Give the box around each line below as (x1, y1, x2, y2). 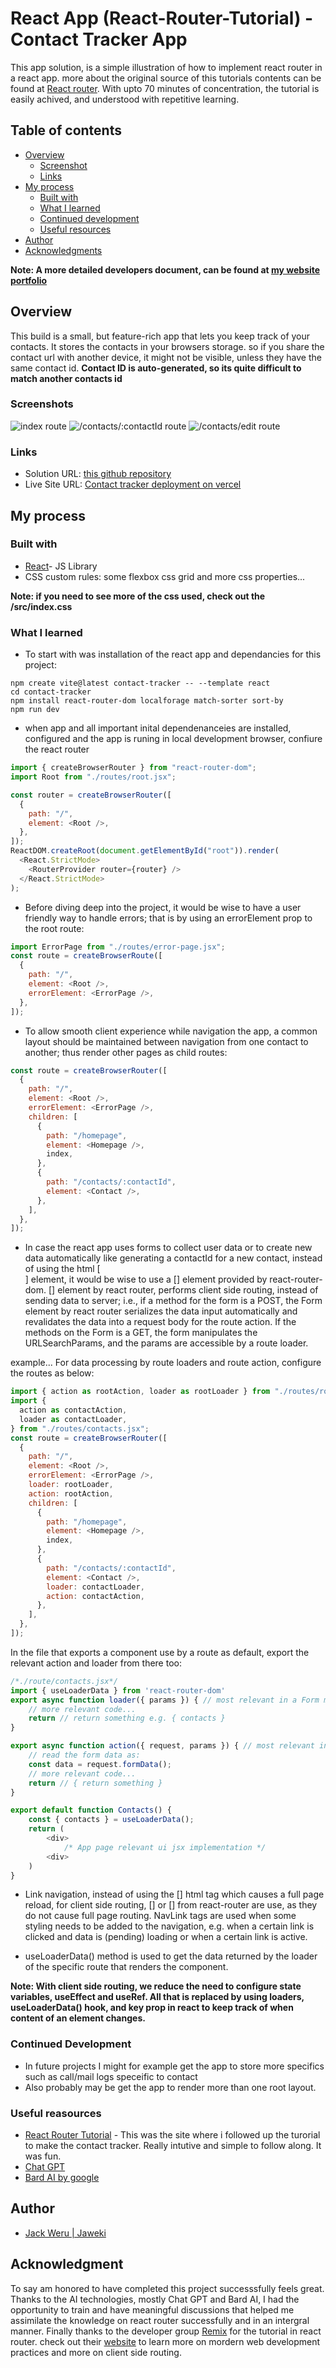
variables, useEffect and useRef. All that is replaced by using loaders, (10, 1991, 305, 2003)
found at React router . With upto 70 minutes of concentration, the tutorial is (10, 82, 320, 94)
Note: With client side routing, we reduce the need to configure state (10, 1980, 302, 1992)
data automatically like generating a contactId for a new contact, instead (24, 1252, 323, 1264)
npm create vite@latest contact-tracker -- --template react (10, 678, 271, 689)
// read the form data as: (28, 1750, 141, 1761)
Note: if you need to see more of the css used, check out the (10, 590, 266, 602)
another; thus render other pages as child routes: (24, 1046, 228, 1058)
